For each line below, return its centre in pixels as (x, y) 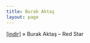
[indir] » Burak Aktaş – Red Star (45, 34)
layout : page (22, 17)
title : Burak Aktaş (31, 11)
